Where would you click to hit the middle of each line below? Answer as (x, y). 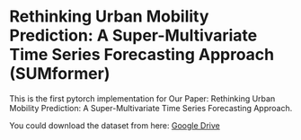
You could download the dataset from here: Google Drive (115, 125)
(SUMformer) (60, 74)
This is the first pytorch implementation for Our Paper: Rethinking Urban (142, 98)
